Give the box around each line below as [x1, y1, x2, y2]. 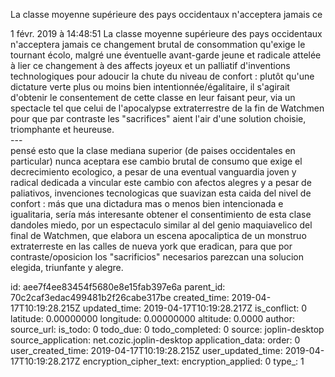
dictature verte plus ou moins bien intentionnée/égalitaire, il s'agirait [10, 81, 290, 93]
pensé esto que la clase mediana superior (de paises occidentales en [10, 145, 296, 156]
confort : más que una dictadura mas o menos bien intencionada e [10, 198, 284, 209]
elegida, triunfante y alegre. [10, 262, 124, 273]
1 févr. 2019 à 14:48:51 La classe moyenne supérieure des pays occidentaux [10, 28, 323, 39]
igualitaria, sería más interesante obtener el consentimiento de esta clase [10, 209, 312, 220]
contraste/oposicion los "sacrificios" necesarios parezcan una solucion [10, 251, 304, 263]
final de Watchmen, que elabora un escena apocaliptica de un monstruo [10, 230, 307, 241]
